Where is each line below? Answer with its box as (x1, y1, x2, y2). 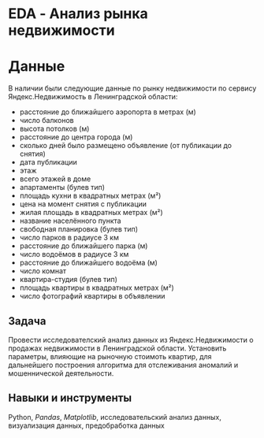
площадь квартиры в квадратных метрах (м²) (19, 283, 175, 292)
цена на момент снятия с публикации (19, 199, 147, 209)
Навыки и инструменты (8, 392, 132, 405)
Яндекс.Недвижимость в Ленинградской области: (8, 92, 178, 102)
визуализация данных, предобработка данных (8, 421, 165, 430)
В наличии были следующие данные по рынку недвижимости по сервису (8, 84, 257, 93)
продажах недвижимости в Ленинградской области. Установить (8, 343, 227, 353)
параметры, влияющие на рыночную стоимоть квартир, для (8, 351, 212, 361)
